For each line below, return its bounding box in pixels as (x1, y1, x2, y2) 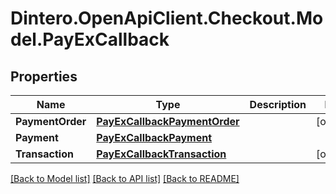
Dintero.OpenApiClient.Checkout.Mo (10, 7, 324, 30)
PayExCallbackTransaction (96, 147, 227, 161)
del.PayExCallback (10, 28, 170, 51)
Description (249, 98, 307, 111)
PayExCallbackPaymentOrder (96, 115, 240, 128)
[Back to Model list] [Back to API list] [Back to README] (10, 173, 240, 184)
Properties (10, 68, 78, 85)
